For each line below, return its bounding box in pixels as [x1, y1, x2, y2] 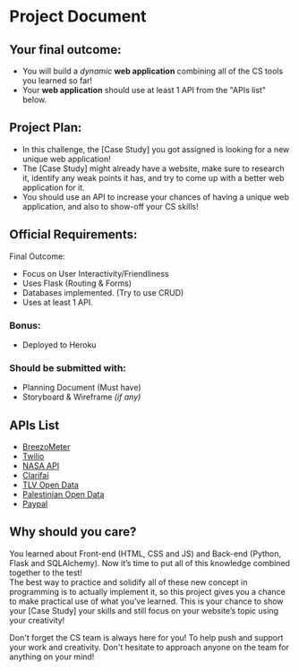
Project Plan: [9, 120, 82, 135]
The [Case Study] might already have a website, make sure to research [21, 163, 285, 174]
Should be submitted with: [9, 361, 127, 374]
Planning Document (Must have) [21, 383, 141, 393]
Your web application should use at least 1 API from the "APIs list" [21, 85, 267, 95]
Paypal [21, 499, 48, 510]
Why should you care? [9, 524, 137, 539]
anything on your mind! [9, 651, 95, 662]
